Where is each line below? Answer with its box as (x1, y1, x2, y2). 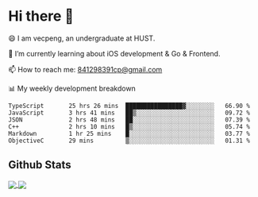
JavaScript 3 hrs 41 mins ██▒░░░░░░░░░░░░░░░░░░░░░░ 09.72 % (8, 109, 250, 117)
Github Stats (8, 158, 71, 172)
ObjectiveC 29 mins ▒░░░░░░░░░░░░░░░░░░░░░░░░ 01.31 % (8, 137, 250, 145)
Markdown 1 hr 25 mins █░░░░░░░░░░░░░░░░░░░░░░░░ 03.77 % (8, 129, 250, 137)
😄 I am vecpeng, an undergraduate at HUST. (8, 33, 156, 43)
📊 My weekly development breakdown (8, 83, 137, 93)
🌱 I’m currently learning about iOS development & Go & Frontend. (8, 48, 221, 58)
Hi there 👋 (8, 7, 74, 25)
